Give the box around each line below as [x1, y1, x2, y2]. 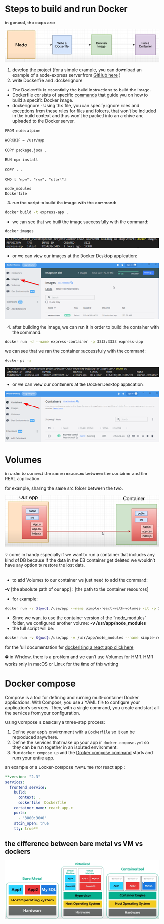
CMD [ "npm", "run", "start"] [5, 177, 67, 182]
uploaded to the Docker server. [12, 118, 75, 124]
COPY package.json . [5, 148, 47, 153]
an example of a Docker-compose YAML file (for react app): [5, 764, 125, 770]
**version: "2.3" [5, 774, 41, 779]
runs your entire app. [12, 755, 55, 761]
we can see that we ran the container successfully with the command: [5, 348, 146, 354]
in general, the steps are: [5, 20, 55, 25]
